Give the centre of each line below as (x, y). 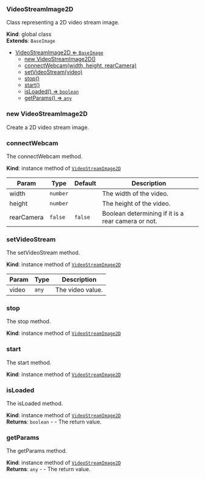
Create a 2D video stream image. (48, 127)
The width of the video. (135, 193)
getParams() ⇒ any (48, 98)
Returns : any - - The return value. (49, 469)
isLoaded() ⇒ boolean (52, 92)
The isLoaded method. (35, 404)
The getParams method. (37, 451)
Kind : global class (29, 34)
